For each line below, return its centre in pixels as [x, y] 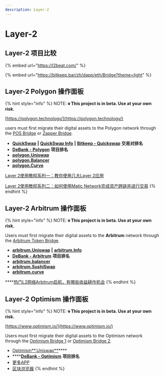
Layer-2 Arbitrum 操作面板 [46, 208]
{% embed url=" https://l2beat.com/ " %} [45, 65]
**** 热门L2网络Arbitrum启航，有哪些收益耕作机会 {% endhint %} [70, 282]
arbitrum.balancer [31, 262]
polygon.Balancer [31, 161]
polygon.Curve [28, 165]
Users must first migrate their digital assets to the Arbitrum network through [82, 236]
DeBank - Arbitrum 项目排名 [41, 256]
